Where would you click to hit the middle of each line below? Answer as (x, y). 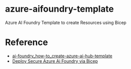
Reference (26, 42)
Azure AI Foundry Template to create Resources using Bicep (66, 23)
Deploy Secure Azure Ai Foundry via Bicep (55, 61)
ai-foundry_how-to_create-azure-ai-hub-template (62, 56)
